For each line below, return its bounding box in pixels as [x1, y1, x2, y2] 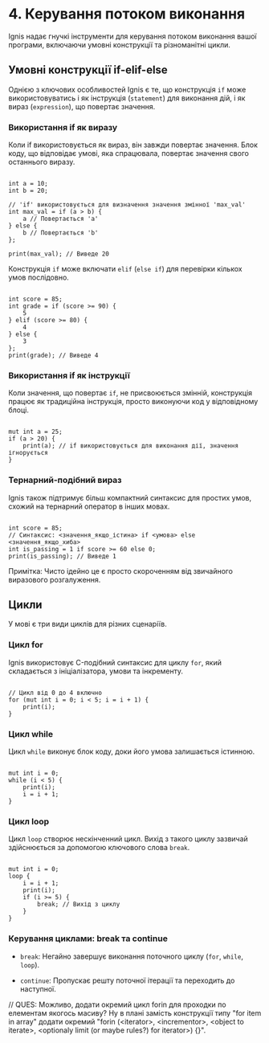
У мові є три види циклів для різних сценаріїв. [8, 620, 167, 629]
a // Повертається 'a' [22, 215, 99, 223]
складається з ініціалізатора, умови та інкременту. [8, 666, 183, 676]
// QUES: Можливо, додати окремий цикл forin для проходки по [8, 1000, 226, 1009]
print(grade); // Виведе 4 [8, 351, 99, 360]
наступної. [19, 984, 56, 993]
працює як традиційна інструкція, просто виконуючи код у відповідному [8, 397, 259, 407]
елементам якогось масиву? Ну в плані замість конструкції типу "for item [8, 1008, 262, 1017]
